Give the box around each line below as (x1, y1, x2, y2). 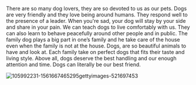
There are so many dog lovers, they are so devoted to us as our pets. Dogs (6, 5, 187, 12)
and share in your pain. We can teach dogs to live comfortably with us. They (6, 23, 190, 30)
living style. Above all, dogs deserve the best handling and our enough (6, 55, 177, 62)
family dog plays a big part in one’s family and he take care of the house (6, 36, 180, 43)
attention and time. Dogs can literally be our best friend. (6, 61, 141, 68)
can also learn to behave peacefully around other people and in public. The (6, 30, 188, 37)
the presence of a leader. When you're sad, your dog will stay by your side (6, 18, 186, 24)
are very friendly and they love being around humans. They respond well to (6, 11, 188, 18)
